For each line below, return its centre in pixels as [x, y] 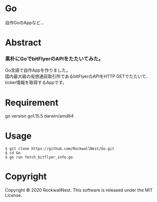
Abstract [23, 43]
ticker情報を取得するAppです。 [36, 82]
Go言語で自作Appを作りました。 [38, 70]
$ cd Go [13, 153]
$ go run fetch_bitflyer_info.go [39, 157]
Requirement [32, 102]
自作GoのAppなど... [25, 22]
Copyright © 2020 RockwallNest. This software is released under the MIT [79, 190]
